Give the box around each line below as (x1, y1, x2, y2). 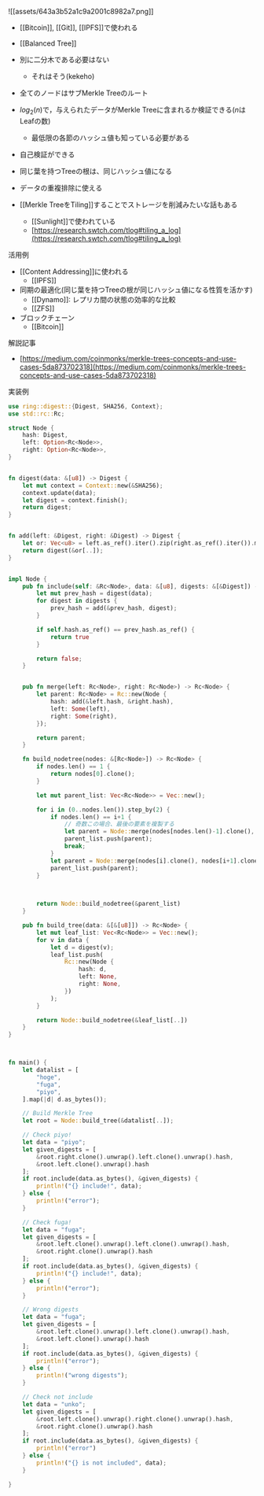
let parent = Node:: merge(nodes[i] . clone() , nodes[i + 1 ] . (49, 857, 241, 865)
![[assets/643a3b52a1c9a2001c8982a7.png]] (8, 7, 154, 16)
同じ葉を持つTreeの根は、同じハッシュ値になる (19, 166, 173, 175)
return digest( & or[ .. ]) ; (22, 546, 104, 554)
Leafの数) (19, 116, 51, 125)
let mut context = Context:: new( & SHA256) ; (22, 482, 163, 489)
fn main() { (8, 1058, 47, 1067)
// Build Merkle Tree (22, 1110, 93, 1117)
